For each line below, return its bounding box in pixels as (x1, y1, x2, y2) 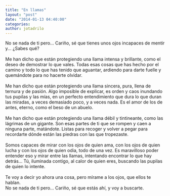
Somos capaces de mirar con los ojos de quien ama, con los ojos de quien (5, 142, 160, 148)
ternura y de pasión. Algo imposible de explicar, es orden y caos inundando (5, 88, 163, 94)
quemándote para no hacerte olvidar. (5, 72, 82, 78)
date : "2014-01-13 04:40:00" (5, 17, 67, 22)
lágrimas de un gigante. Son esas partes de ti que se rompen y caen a (5, 121, 151, 127)
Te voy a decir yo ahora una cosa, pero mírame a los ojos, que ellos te (5, 174, 151, 180)
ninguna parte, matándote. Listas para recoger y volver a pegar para (5, 126, 148, 132)
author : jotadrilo (5, 26, 44, 31)
